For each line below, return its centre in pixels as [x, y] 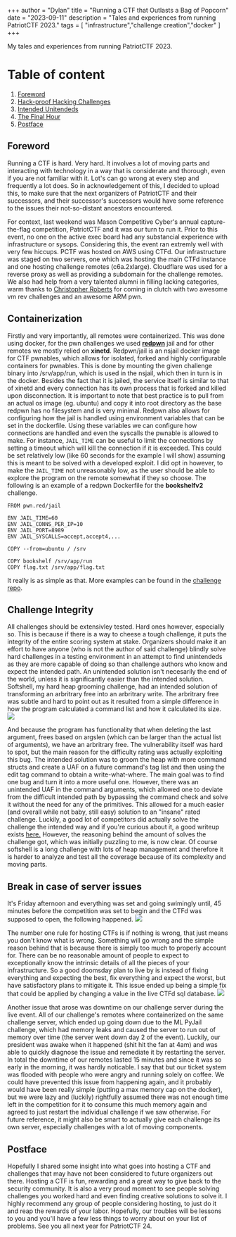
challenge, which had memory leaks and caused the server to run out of [112, 1030]
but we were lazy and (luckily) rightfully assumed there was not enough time [118, 1097]
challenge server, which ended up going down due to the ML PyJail [105, 1022]
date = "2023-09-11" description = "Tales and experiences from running [112, 18]
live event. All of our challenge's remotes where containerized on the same [116, 1015]
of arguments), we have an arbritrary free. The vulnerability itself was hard [115, 745]
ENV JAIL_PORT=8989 [36, 530]
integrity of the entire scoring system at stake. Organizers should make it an [117, 642]
